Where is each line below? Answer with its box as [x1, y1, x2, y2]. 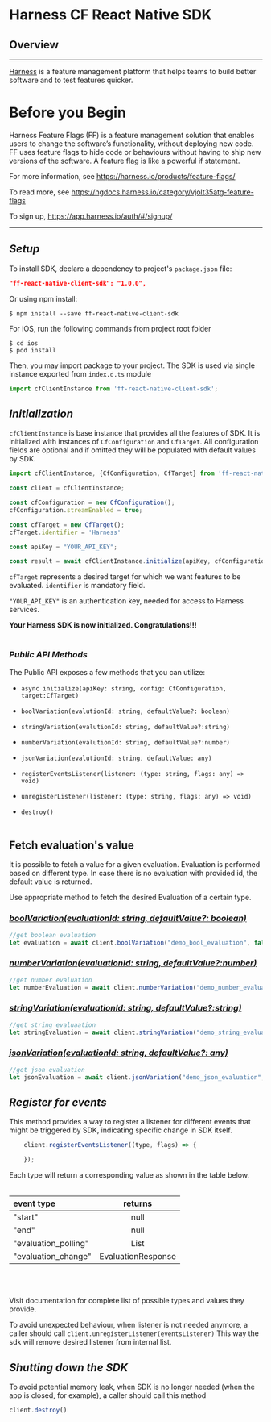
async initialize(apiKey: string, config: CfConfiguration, [20, 684, 227, 693]
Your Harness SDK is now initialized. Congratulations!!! [9, 620, 197, 630]
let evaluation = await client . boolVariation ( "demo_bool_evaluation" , [9, 938, 251, 947]
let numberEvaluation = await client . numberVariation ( [9, 983, 197, 991]
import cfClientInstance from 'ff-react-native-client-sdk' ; [9, 385, 219, 393]
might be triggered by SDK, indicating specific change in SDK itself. [9, 1125, 232, 1135]
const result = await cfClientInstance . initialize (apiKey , [9, 557, 211, 565]
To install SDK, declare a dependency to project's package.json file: [9, 264, 232, 273]
